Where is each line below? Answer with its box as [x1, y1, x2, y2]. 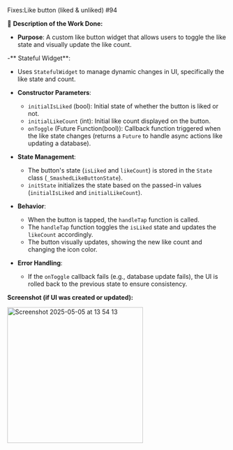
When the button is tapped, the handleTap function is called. [27, 216, 200, 224]
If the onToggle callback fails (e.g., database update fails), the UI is [27, 273, 218, 280]
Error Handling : [17, 259, 63, 267]
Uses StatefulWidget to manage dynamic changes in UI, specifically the [17, 68, 225, 75]
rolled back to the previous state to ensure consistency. [27, 280, 188, 288]
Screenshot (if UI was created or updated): [7, 293, 134, 301]
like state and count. [17, 75, 76, 83]
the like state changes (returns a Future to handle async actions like [27, 132, 223, 140]
